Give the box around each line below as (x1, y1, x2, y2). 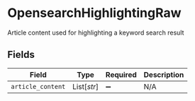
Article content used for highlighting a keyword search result (7, 28, 184, 37)
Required (105, 69, 137, 79)
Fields (7, 49, 35, 61)
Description (143, 69, 184, 79)
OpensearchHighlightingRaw (7, 5, 182, 21)
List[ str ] (72, 81, 99, 91)
